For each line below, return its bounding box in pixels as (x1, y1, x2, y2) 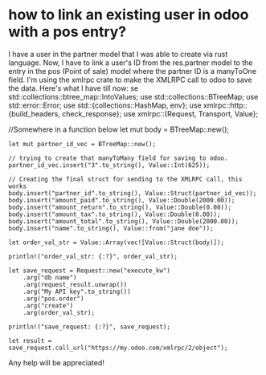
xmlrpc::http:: (203, 100, 248, 110)
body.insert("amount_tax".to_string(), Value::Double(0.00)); (8, 210, 221, 218)
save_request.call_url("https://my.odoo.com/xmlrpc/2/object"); (8, 344, 228, 352)
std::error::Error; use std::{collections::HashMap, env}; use (8, 100, 203, 110)
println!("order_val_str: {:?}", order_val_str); (8, 252, 178, 260)
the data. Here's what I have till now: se (8, 83, 139, 93)
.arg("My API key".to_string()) (23, 287, 131, 296)
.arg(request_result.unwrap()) (23, 280, 128, 288)
